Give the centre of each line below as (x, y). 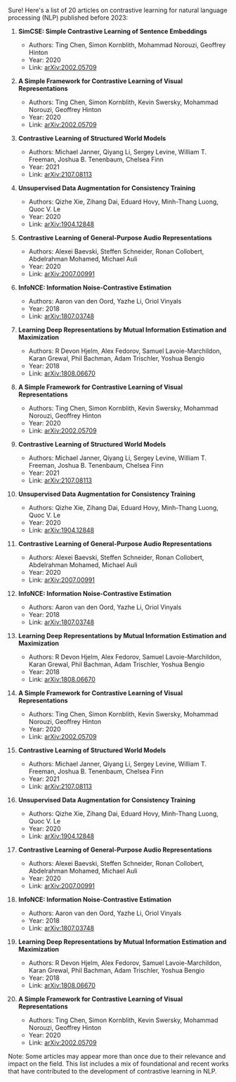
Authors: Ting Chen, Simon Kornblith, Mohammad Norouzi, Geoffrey (127, 45)
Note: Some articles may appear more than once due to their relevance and (117, 1056)
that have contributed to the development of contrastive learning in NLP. (112, 1071)
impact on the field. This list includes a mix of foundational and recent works (118, 1064)
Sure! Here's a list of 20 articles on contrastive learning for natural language (118, 10)
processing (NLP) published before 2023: (68, 18)
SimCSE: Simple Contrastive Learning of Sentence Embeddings (113, 31)
